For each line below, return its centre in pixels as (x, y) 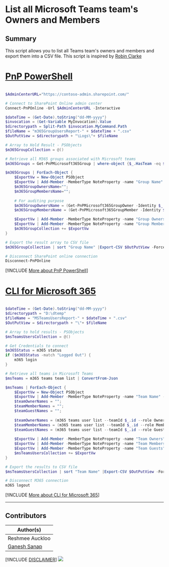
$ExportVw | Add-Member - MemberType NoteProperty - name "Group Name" (89, 182)
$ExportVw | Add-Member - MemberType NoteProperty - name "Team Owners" (90, 439)
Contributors (26, 516)
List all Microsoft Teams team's (72, 9)
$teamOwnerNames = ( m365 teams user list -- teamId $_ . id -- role (83, 420)
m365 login (26, 360)
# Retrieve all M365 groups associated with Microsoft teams (71, 159)
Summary (21, 39)
